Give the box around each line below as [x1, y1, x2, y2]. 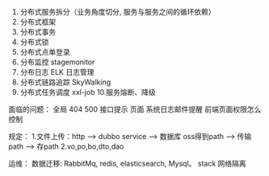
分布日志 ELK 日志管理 [19, 68, 95, 76]
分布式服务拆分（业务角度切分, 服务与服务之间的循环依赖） [19, 7, 216, 16]
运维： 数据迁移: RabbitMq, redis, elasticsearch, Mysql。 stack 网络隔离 [8, 159, 246, 168]
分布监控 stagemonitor [19, 57, 95, 67]
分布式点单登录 [19, 47, 70, 56]
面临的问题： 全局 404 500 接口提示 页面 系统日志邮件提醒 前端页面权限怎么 [8, 104, 262, 114]
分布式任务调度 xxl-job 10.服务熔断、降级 [19, 88, 156, 96]
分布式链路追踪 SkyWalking [19, 77, 111, 87]
